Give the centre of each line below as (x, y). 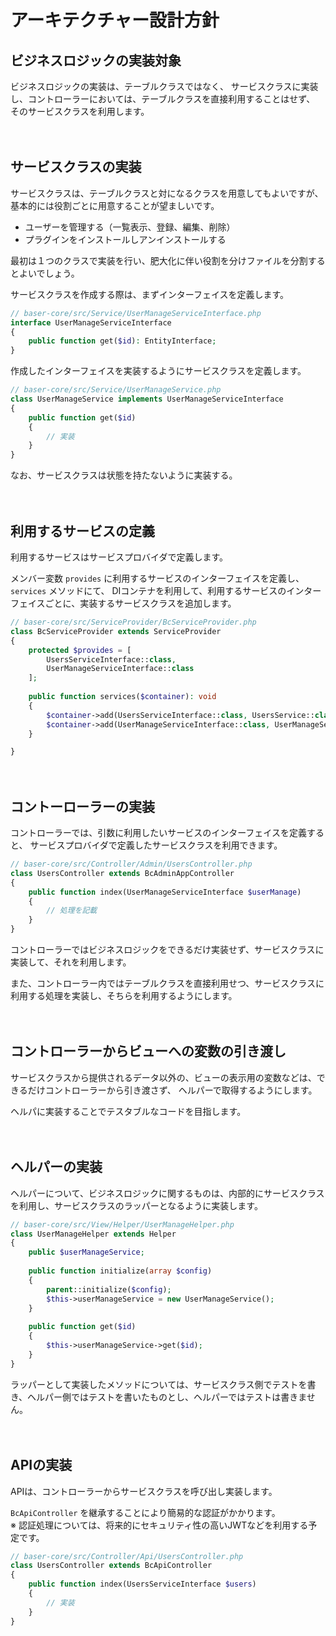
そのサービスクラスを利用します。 (80, 111)
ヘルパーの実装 (56, 1167)
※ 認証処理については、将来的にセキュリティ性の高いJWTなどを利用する (159, 1525)
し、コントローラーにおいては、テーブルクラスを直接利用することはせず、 (163, 99)
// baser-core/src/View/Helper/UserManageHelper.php (122, 1224)
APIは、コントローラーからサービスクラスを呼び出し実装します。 (144, 1491)
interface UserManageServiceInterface (91, 322)
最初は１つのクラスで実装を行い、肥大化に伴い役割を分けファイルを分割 (159, 260)
